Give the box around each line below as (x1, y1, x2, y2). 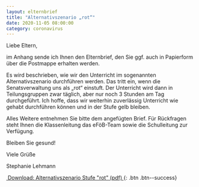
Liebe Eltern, (6, 42, 38, 49)
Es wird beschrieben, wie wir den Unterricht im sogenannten (6, 71, 156, 79)
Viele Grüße (6, 151, 36, 158)
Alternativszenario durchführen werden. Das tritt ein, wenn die (6, 78, 161, 85)
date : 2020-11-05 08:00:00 (6, 20, 74, 26)
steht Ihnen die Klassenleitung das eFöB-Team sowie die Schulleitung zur (6, 121, 188, 129)
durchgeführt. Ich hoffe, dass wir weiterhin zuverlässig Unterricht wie (6, 97, 179, 104)
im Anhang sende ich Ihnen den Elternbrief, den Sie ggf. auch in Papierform (6, 53, 194, 61)
